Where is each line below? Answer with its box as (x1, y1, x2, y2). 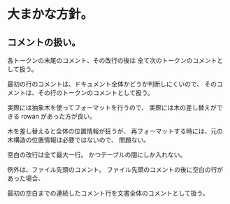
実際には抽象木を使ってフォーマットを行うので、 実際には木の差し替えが (7, 103, 217, 112)
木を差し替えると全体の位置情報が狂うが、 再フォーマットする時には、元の (7, 127, 224, 135)
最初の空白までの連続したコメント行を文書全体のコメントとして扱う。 (7, 189, 209, 197)
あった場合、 (7, 174, 44, 182)
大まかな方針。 (7, 6, 94, 22)
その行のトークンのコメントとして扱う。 (37, 89, 154, 96)
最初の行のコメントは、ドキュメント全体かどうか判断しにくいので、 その (7, 80, 217, 88)
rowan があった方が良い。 (20, 112, 96, 120)
